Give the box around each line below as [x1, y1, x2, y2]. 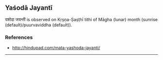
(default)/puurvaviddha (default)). [5, 22, 72, 28]
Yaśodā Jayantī [5, 4, 52, 12]
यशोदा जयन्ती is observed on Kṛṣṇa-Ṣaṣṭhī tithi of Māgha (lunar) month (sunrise [5, 16, 158, 22]
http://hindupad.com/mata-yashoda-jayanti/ [12, 45, 100, 51]
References [5, 34, 33, 40]
